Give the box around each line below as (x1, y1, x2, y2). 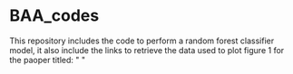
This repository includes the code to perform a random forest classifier (9, 35, 275, 46)
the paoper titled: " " (9, 54, 86, 65)
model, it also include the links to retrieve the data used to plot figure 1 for (9, 44, 285, 55)
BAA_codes (9, 5, 100, 26)
